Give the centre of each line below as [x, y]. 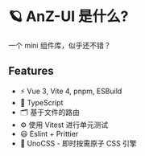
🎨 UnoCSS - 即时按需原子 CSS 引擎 [78, 143]
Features [31, 71]
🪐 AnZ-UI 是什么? [68, 16]
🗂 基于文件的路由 [50, 112]
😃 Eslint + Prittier [49, 133]
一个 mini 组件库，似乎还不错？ [60, 45]
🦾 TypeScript [41, 102]
